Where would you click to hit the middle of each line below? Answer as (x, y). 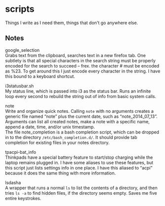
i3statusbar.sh (19, 86)
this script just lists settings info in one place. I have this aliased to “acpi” (79, 168)
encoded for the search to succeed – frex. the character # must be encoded (82, 66)
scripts (20, 9)
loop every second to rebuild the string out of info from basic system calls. (81, 96)
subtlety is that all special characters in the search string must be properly (81, 61)
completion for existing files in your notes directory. (57, 142)
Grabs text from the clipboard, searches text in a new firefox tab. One (76, 55)
